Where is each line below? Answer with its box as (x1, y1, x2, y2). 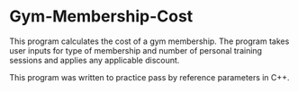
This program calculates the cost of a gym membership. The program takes (9, 36, 290, 46)
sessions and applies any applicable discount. (9, 54, 180, 65)
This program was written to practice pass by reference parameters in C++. (9, 71, 290, 82)
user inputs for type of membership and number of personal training (9, 45, 263, 55)
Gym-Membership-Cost (9, 6, 194, 27)
